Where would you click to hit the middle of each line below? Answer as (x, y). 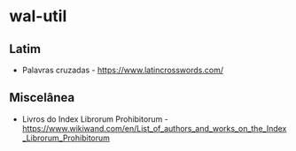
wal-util (38, 16)
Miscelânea (42, 98)
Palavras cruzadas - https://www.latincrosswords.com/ (123, 70)
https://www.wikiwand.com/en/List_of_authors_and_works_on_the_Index (154, 128)
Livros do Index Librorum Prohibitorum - (95, 119)
